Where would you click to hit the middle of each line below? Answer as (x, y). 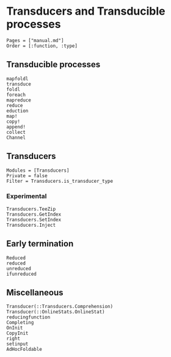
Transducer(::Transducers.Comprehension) (60, 307)
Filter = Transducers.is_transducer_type (60, 181)
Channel (16, 138)
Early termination (40, 244)
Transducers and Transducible (86, 11)
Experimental (27, 196)
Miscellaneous (35, 293)
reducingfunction (28, 317)
